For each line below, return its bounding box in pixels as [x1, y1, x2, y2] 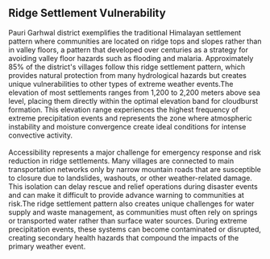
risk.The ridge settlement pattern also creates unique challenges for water [8, 199, 255, 208]
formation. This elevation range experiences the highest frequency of [8, 105, 239, 114]
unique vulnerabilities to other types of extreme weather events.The [8, 79, 234, 88]
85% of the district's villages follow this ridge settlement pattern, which [8, 62, 246, 72]
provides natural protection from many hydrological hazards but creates [8, 70, 247, 80]
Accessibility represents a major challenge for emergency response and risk [8, 147, 262, 157]
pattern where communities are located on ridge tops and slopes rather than [8, 36, 262, 46]
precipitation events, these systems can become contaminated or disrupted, [8, 224, 262, 234]
